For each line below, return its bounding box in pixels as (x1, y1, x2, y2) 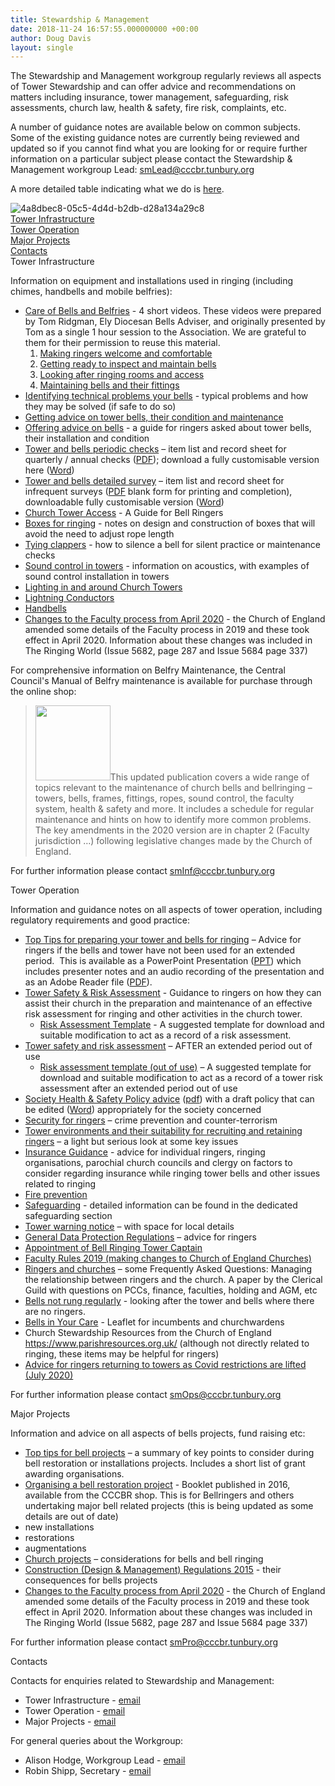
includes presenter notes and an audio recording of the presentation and (24, 966, 325, 978)
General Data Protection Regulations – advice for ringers (24, 1231, 257, 1243)
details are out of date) (24, 1511, 119, 1523)
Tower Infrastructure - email (24, 1694, 141, 1706)
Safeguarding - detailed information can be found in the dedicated (24, 1199, 298, 1211)
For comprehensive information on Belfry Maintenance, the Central (10, 664, 286, 676)
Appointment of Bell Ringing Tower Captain (24, 1242, 203, 1254)
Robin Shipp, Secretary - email (24, 1765, 152, 1777)
